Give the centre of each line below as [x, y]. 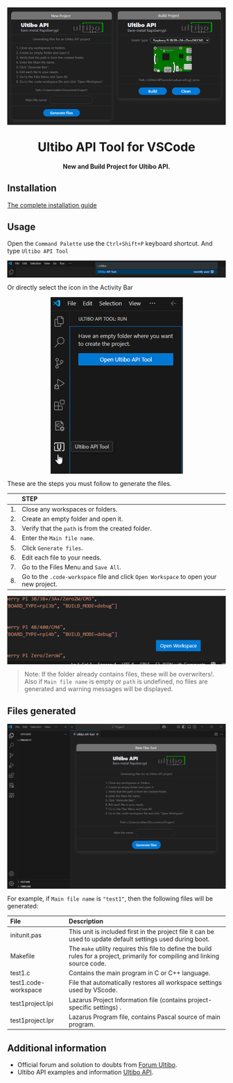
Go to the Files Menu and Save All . [71, 567]
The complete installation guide [52, 205]
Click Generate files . [52, 548]
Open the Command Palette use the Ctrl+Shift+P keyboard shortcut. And [110, 244]
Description [86, 922]
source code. [87, 963]
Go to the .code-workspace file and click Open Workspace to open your [119, 577]
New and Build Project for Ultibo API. [116, 166]
